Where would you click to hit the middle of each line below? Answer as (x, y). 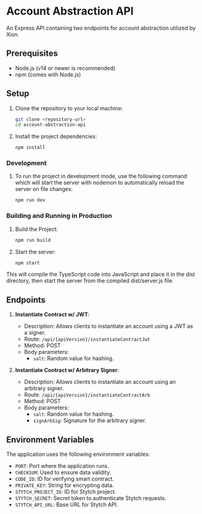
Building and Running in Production (59, 216)
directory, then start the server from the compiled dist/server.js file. (90, 281)
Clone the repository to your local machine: (69, 108)
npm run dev (30, 200)
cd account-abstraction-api (50, 125)
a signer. (35, 333)
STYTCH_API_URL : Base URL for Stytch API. (67, 505)
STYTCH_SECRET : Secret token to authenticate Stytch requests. (91, 498)
